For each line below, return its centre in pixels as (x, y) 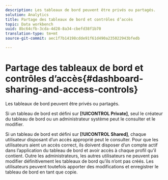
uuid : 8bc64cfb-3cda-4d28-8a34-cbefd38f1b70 (53, 29)
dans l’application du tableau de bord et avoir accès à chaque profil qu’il (81, 150)
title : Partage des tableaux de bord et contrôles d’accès (69, 19)
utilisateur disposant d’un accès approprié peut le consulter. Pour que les (82, 139)
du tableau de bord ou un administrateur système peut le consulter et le (80, 119)
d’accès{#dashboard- (96, 79)
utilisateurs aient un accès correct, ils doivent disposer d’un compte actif (81, 145)
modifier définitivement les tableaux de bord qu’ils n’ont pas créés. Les (79, 161)
